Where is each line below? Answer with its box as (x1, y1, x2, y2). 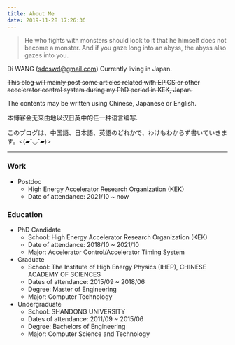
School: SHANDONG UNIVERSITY (27, 307, 126, 316)
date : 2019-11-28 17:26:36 (7, 17, 86, 24)
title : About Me (7, 10, 55, 17)
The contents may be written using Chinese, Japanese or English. (7, 99, 197, 107)
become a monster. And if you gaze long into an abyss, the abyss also (24, 43, 227, 52)
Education (7, 209, 43, 219)
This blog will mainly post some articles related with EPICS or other (7, 78, 201, 86)
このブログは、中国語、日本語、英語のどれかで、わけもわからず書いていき (7, 128, 222, 136)
